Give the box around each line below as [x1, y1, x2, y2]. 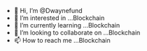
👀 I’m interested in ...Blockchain [13, 14, 105, 22]
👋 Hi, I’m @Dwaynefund [13, 7, 83, 14]
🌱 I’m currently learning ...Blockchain [13, 21, 120, 29]
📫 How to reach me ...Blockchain [13, 37, 111, 44]
